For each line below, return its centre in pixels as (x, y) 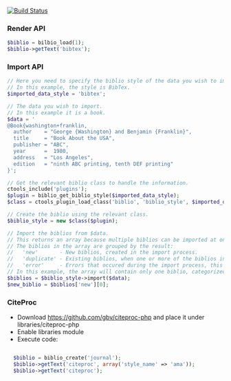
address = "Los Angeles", (54, 157)
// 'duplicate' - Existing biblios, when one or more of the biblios (112, 259)
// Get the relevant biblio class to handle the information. (98, 183)
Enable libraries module (51, 332)
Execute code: (37, 339)
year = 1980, (41, 152)
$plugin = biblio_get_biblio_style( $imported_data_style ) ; (93, 196)
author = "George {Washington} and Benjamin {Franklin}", (103, 132)
